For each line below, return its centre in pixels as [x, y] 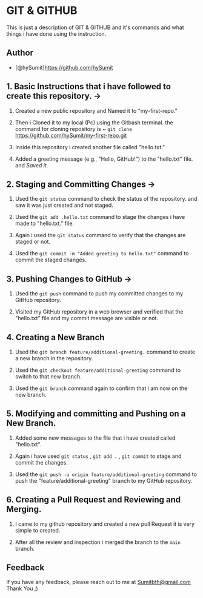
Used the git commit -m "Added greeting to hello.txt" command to [102, 254]
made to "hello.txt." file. [45, 223]
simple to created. [38, 530]
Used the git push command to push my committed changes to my [99, 294]
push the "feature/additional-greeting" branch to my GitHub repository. [104, 480]
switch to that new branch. [48, 376]
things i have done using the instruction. [56, 33]
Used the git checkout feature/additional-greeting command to [98, 370]
